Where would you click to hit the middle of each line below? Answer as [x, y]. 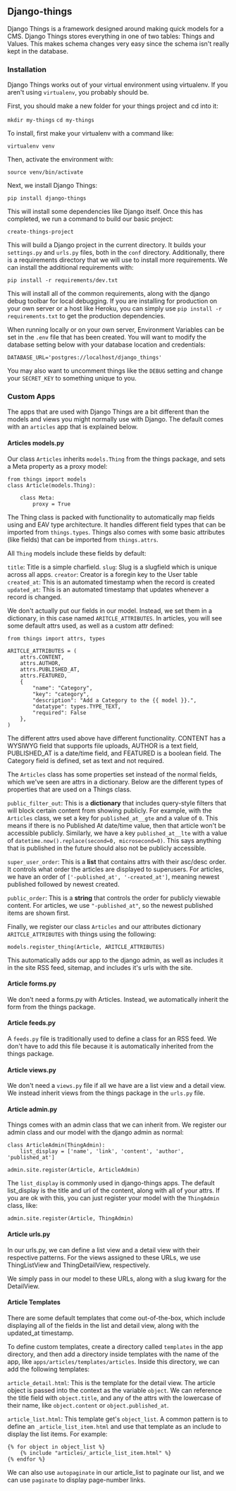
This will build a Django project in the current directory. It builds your [107, 245]
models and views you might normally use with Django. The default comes [116, 419]
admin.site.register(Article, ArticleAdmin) [74, 1170]
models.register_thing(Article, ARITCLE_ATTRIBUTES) [86, 947]
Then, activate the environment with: [61, 160]
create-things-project [41, 232]
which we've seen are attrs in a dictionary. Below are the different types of [115, 782]
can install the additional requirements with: [70, 268]
